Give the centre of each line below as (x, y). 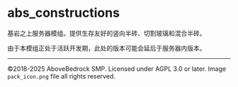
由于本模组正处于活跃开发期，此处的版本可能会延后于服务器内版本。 (107, 48)
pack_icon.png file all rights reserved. (61, 76)
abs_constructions (64, 13)
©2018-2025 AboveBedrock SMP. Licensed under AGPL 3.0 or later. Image (117, 69)
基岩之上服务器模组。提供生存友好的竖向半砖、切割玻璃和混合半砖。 (107, 33)
